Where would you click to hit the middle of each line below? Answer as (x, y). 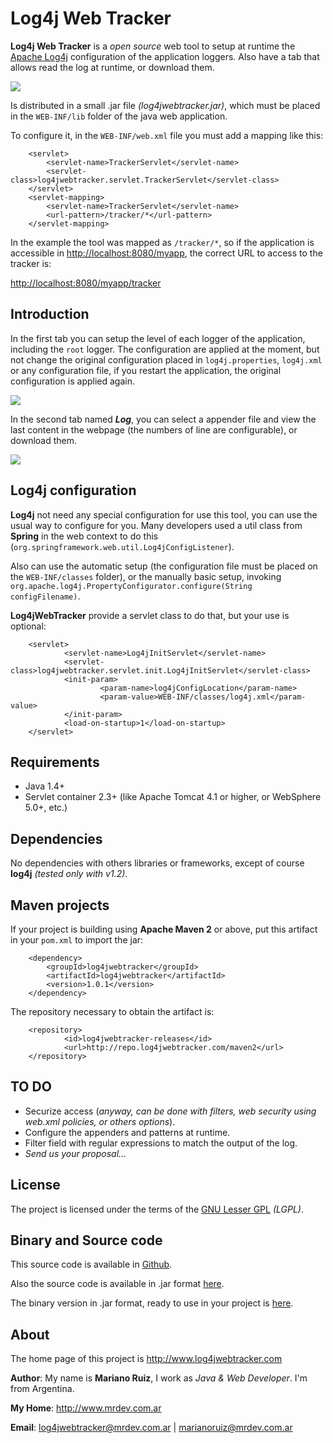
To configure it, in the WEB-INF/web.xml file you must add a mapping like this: (167, 135)
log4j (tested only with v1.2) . (69, 874)
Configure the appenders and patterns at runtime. (127, 1132)
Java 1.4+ (45, 786)
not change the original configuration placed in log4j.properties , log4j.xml (166, 359)
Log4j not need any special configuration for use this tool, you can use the (164, 514)
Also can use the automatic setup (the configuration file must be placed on (164, 566)
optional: (28, 626)
